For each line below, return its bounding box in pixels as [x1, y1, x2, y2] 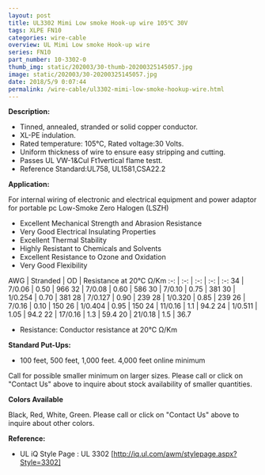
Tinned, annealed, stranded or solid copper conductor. [19, 122, 199, 131]
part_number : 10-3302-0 [8, 56, 87, 64]
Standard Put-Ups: [8, 340, 71, 350]
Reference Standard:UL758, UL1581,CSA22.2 [19, 164, 166, 174]
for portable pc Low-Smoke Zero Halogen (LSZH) [8, 203, 169, 213]
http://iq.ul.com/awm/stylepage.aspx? [113, 449, 237, 459]
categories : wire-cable [8, 33, 87, 42]
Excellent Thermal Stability [19, 235, 107, 245]
